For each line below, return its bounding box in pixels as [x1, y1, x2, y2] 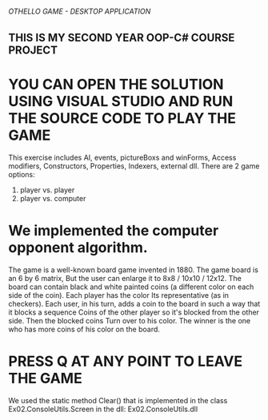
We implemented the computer [8, 222, 219, 240]
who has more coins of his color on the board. [8, 324, 160, 335]
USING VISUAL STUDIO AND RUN [8, 93, 234, 111]
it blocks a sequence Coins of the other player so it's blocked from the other [8, 307, 260, 317]
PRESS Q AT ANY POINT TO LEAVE [8, 352, 242, 370]
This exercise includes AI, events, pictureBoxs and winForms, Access [8, 153, 237, 163]
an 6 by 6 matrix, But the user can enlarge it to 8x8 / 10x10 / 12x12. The [8, 274, 242, 283]
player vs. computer [19, 194, 86, 204]
